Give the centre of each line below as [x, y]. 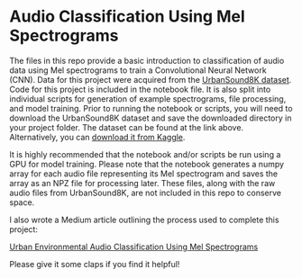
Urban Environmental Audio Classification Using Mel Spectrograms [134, 247]
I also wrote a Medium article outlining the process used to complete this [144, 220]
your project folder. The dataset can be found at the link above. [127, 127]
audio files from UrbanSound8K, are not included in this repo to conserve [146, 193]
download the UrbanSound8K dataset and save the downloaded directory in [151, 118]
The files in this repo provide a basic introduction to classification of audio [147, 60]
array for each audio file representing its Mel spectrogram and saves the [144, 174]
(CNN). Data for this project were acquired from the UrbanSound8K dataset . [151, 79]
